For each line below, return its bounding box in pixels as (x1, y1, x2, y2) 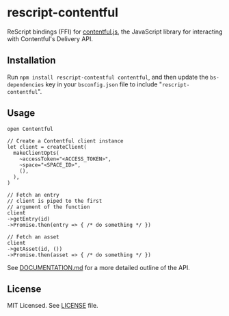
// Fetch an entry (7, 191, 59, 198)
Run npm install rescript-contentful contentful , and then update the (7, 73, 208, 81)
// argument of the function (7, 204, 90, 210)
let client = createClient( (7, 143, 87, 150)
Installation (7, 55, 56, 66)
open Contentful (7, 125, 53, 132)
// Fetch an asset (7, 233, 59, 241)
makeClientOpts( (13, 149, 59, 156)
